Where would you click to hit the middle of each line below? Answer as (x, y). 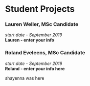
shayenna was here (25, 78)
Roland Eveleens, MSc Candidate (45, 53)
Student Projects (40, 9)
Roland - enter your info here (35, 68)
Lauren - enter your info (30, 40)
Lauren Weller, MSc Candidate (42, 24)
